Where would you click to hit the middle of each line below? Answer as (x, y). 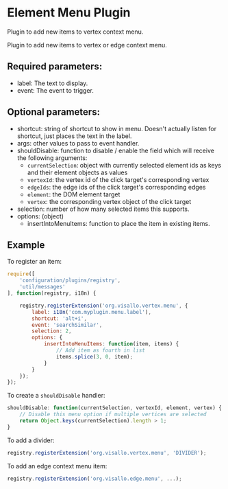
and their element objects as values (77, 172)
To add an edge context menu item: (57, 466)
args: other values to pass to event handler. (78, 143)
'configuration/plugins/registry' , (70, 281)
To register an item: (35, 262)
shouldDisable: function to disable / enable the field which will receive (115, 150)
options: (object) (40, 216)
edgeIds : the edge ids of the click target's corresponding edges (116, 187)
